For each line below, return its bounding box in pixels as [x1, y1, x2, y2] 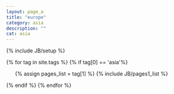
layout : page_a [6, 8, 44, 15]
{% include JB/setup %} [6, 47, 65, 54]
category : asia [6, 20, 44, 26]
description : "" [6, 25, 46, 32]
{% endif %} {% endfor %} [6, 82, 72, 89]
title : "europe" [6, 14, 46, 20]
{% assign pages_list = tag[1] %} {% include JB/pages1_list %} [14, 70, 168, 77]
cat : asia [6, 31, 31, 37]
